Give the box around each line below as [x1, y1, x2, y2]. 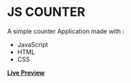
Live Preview [7, 68, 45, 77]
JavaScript [17, 40, 49, 48]
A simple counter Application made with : [7, 27, 125, 35]
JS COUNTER [7, 4, 85, 20]
